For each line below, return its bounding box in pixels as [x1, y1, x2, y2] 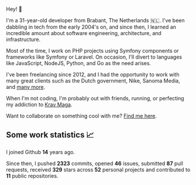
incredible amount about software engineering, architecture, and [6, 30, 162, 36]
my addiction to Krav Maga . [6, 101, 73, 108]
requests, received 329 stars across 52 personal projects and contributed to [6, 166, 191, 173]
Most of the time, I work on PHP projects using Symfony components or [6, 47, 180, 54]
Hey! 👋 [6, 6, 22, 12]
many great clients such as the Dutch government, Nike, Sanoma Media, [6, 77, 180, 84]
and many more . [6, 84, 46, 90]
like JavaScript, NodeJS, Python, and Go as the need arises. [6, 60, 151, 67]
